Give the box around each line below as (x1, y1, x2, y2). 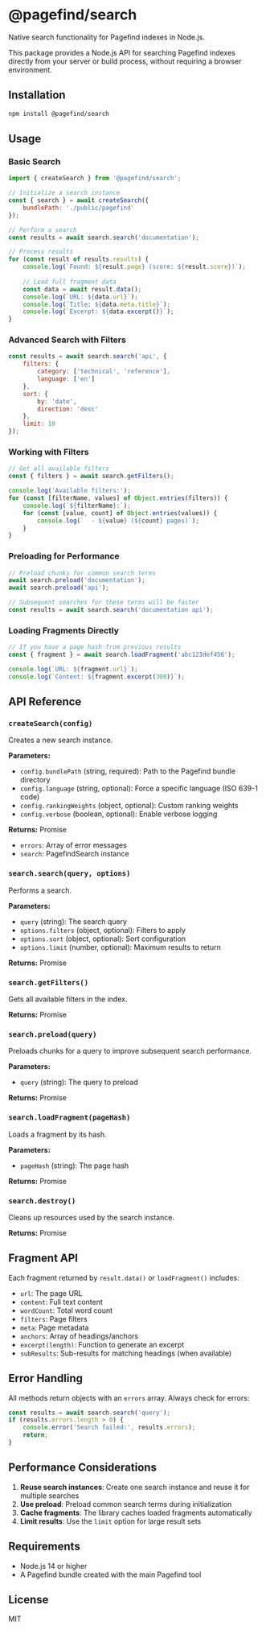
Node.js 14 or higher (19, 1561, 88, 1570)
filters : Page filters (19, 1314, 88, 1323)
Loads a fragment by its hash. (8, 1129, 107, 1139)
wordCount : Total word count (19, 1306, 113, 1315)
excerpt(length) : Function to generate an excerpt (19, 1339, 185, 1349)
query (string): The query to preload (19, 1077, 138, 1087)
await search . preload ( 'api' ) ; (8, 584, 110, 592)
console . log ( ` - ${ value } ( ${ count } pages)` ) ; (37, 517, 199, 525)
